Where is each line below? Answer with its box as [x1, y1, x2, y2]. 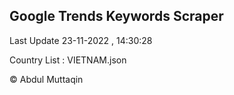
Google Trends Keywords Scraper [9, 8, 224, 25]
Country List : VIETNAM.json [9, 54, 127, 66]
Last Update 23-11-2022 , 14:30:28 [9, 34, 153, 46]
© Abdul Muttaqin [9, 73, 84, 85]
